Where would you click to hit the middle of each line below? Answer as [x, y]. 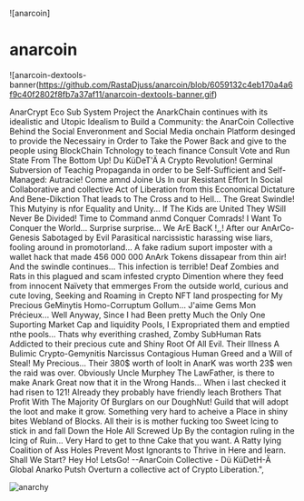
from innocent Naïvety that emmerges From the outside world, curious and [149, 286]
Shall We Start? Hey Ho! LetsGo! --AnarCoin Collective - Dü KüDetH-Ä [140, 459]
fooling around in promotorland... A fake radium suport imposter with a [141, 247]
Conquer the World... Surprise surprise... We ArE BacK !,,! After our [134, 227]
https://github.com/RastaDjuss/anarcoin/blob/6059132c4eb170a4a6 [166, 85]
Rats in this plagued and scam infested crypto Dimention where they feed [147, 276]
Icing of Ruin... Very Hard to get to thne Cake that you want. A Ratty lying [146, 440]
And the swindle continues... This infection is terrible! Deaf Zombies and [144, 266]
